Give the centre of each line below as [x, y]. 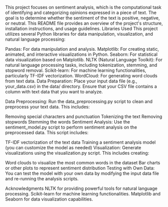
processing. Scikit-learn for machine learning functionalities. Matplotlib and [83, 194]
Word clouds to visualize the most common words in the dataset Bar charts [83, 163]
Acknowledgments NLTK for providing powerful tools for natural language [81, 188]
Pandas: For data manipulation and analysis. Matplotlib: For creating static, [82, 49]
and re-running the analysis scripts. [42, 179]
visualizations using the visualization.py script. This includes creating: [77, 153]
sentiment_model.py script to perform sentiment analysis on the [71, 127]
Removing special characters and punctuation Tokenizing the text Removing [84, 117]
